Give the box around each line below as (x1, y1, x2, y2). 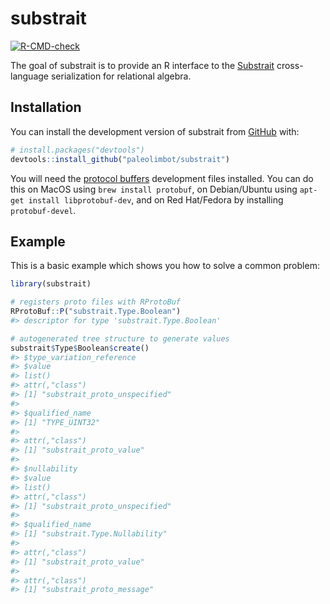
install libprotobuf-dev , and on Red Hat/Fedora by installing (28, 193, 284, 206)
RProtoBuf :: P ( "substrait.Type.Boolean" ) (10, 307, 182, 317)
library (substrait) (10, 279, 92, 289)
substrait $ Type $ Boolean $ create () (10, 343, 150, 353)
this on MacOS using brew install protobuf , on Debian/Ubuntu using (10, 183, 298, 195)
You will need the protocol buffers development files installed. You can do (10, 172, 314, 184)
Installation (10, 99, 82, 116)
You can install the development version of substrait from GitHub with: (10, 125, 300, 137)
